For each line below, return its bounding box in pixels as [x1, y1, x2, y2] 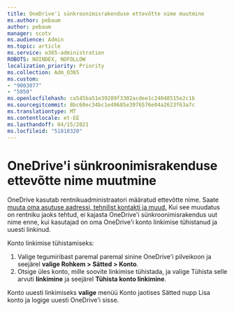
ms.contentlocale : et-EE [7, 114, 80, 121]
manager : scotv [7, 29, 52, 37]
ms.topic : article [7, 43, 61, 50]
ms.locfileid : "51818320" [7, 127, 82, 134]
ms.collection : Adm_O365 [7, 69, 80, 76]
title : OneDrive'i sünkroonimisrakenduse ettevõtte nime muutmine [7, 10, 205, 18]
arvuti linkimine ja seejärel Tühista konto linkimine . [17, 275, 166, 284]
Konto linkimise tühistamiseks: [7, 239, 94, 247]
